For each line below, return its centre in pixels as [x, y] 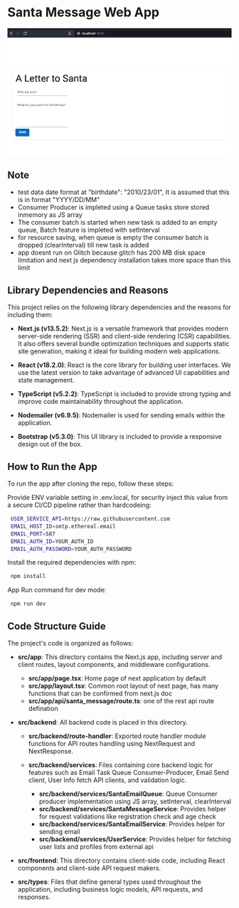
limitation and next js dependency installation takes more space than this [124, 260]
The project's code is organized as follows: [70, 643]
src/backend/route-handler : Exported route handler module [117, 736]
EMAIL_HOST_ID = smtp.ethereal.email [63, 526]
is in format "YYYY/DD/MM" [59, 200]
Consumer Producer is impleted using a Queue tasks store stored [113, 208]
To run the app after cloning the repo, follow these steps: [91, 484]
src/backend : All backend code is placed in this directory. [103, 722]
